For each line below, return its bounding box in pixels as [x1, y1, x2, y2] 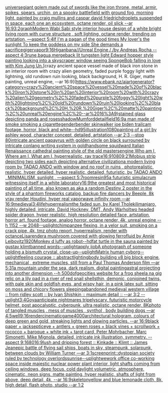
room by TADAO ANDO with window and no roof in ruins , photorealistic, [5, 164, 154, 170]
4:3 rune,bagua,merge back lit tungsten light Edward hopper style [20, 52, 154, 58]
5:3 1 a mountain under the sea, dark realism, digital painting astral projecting [5, 265, 160, 271]
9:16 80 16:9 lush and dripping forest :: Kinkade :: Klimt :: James [20, 339, 148, 345]
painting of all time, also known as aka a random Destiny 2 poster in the [5, 185, 152, 191]
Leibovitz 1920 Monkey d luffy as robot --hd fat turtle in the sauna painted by [5, 238, 159, 244]
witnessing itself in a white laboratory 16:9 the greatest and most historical [5, 180, 156, 186]
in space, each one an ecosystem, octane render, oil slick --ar [5, 20, 133, 26]
